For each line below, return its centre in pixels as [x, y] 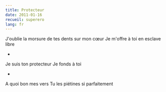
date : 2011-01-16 [24, 15]
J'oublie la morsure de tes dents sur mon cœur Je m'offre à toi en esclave [83, 39]
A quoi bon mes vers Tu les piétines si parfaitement [59, 84]
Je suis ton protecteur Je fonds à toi [43, 64]
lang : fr [15, 24]
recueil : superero [25, 19]
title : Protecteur [25, 10]
